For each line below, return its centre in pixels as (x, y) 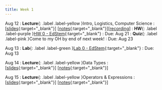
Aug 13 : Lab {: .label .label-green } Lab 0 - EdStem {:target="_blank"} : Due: (80, 48)
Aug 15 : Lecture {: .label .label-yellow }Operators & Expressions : (70, 77)
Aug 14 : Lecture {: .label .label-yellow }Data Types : (57, 62)
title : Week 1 (19, 9)
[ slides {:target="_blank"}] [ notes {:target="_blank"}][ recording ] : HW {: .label (81, 28)
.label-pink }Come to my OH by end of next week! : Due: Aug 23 (69, 39)
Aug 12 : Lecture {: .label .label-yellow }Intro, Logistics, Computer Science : (80, 23)
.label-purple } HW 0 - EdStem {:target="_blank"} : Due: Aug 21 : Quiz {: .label (81, 33)
